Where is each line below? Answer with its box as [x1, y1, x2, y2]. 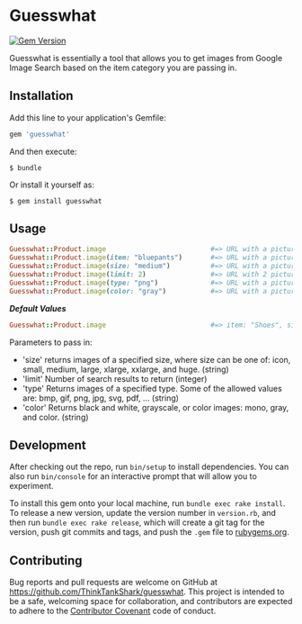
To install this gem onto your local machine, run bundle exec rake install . [9, 498, 286, 509]
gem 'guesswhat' [9, 130, 70, 139]
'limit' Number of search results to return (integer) [22, 373, 208, 384]
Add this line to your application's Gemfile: [9, 112, 166, 122]
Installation [9, 88, 74, 104]
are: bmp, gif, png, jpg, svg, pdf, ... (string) [22, 393, 180, 403]
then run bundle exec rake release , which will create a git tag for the [9, 517, 265, 528]
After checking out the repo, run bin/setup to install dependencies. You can [9, 461, 289, 473]
